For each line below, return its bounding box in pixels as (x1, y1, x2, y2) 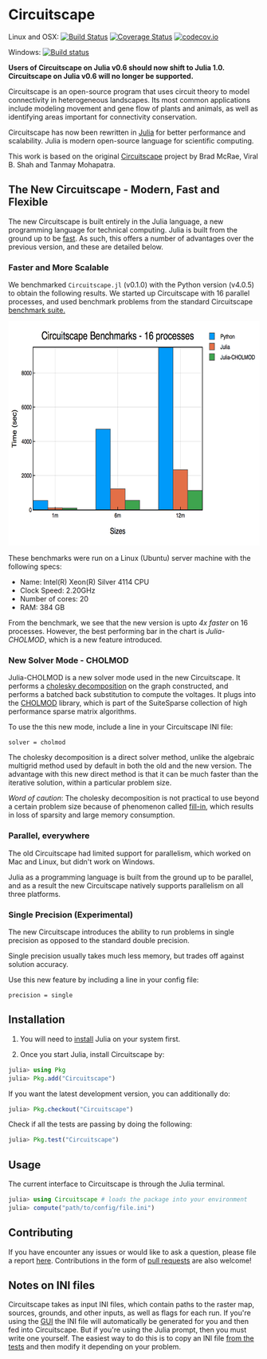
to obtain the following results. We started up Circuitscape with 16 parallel (8, 288, 250, 298)
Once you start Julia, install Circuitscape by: (19, 1049, 165, 1059)
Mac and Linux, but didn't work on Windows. (8, 856, 155, 866)
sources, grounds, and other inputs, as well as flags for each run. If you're (8, 1308, 251, 1318)
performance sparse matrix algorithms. (8, 707, 137, 716)
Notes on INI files (8, 1279, 96, 1292)
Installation (8, 1013, 65, 1027)
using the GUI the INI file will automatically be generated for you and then (8, 1317, 249, 1326)
